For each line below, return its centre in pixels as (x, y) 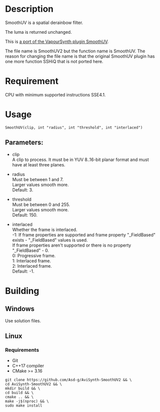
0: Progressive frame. (34, 255)
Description (29, 9)
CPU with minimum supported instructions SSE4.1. (55, 94)
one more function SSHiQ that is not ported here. (54, 61)
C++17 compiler (28, 366)
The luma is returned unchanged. (39, 32)
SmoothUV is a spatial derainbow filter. (44, 23)
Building (22, 291)
